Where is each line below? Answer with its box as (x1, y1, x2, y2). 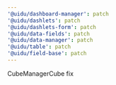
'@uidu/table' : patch (7, 43, 71, 50)
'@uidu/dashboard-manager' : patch (7, 10, 110, 18)
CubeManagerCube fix (7, 69, 74, 78)
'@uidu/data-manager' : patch (7, 37, 93, 44)
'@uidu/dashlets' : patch (7, 17, 81, 24)
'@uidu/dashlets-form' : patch (7, 23, 97, 30)
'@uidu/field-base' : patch (7, 50, 87, 57)
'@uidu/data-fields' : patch (7, 30, 91, 38)
